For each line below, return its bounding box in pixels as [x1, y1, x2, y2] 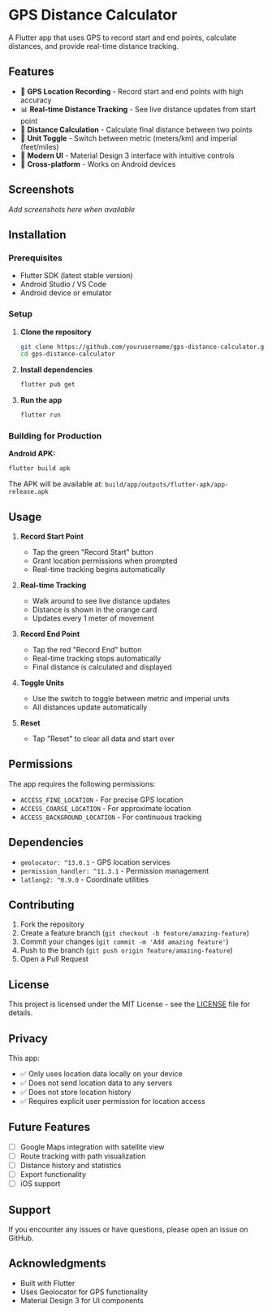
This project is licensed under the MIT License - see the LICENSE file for [8, 999, 250, 1010]
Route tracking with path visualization [19, 1151, 146, 1161]
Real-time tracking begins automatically [32, 565, 166, 574]
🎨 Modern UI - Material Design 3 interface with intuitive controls [19, 150, 235, 160]
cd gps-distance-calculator [19, 350, 115, 359]
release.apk [8, 488, 49, 496]
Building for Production [8, 430, 102, 441]
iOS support [19, 1179, 61, 1189]
